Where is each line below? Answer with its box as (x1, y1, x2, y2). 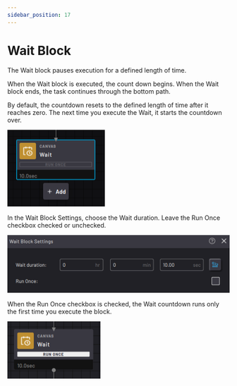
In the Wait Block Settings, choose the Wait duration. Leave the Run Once (7, 213, 221, 222)
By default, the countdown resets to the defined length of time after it (7, 101, 209, 109)
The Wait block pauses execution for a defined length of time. (7, 66, 187, 74)
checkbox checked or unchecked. (7, 220, 107, 229)
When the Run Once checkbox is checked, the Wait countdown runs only (7, 300, 220, 309)
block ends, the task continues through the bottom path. (7, 87, 171, 95)
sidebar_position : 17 (7, 11, 71, 18)
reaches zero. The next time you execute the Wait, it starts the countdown (7, 108, 222, 116)
